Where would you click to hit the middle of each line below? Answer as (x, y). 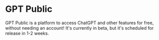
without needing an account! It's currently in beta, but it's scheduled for (79, 28)
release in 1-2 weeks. (27, 33)
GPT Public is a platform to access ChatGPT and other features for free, (79, 23)
